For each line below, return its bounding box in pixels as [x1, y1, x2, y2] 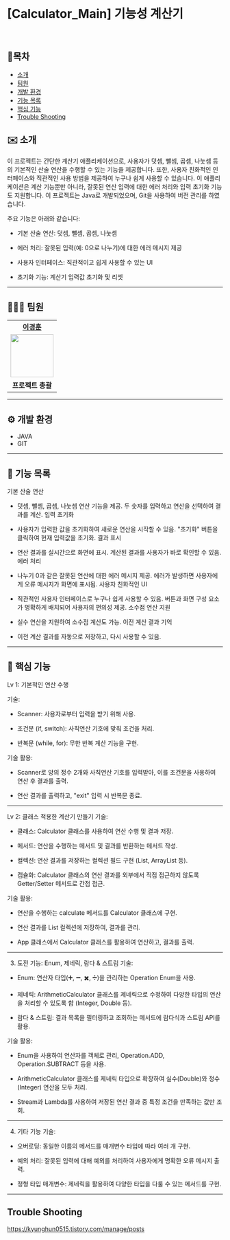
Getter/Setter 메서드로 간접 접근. [16, 879, 105, 887]
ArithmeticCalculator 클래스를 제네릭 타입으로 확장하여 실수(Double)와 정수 [16, 1074, 220, 1083]
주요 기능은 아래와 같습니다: [7, 214, 81, 223]
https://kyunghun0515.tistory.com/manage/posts [7, 1224, 145, 1233]
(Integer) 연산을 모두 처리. [16, 1083, 88, 1091]
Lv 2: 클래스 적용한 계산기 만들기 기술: [7, 812, 108, 821]
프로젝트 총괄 [12, 381, 53, 390]
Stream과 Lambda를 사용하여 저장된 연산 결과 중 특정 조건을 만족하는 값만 [16, 1097, 216, 1106]
